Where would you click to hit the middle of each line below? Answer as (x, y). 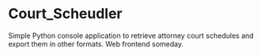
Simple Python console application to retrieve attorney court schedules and (131, 35)
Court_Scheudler (65, 14)
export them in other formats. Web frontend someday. (96, 43)
